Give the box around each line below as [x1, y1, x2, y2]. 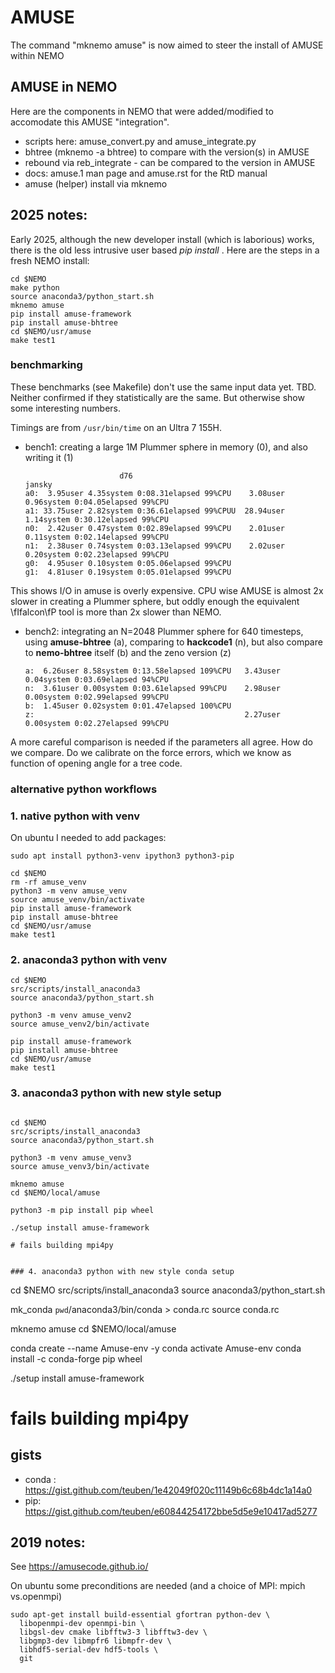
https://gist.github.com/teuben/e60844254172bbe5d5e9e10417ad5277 [24, 1505, 318, 1517]
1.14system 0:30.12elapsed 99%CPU [24, 514, 169, 525]
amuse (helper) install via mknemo [24, 177, 168, 190]
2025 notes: [10, 207, 88, 224]
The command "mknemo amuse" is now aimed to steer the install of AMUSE [10, 39, 324, 51]
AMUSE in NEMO [10, 79, 118, 96]
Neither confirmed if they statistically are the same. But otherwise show [10, 391, 305, 403]
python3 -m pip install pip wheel [10, 1205, 155, 1215]
